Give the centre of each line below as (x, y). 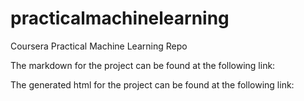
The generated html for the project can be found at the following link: (152, 84)
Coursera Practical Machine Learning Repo (99, 46)
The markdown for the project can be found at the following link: (143, 65)
